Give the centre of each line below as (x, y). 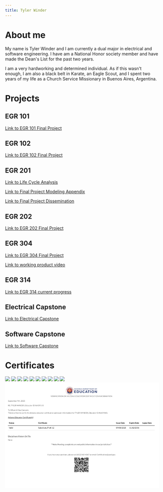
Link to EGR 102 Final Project (34, 155)
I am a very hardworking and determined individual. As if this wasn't (73, 68)
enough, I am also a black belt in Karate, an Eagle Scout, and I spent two (78, 74)
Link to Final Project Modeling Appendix (45, 192)
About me (25, 35)
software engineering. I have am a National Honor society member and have (82, 54)
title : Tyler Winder (26, 10)
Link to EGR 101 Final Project (33, 128)
